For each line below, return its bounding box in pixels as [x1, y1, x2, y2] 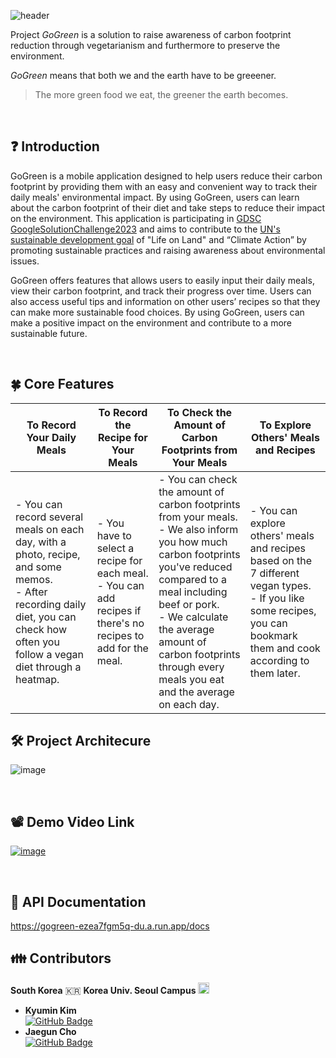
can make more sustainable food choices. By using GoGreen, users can [10, 306, 305, 318]
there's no [96, 616, 145, 630]
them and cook [249, 641, 321, 655]
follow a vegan [15, 647, 85, 661]
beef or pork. [158, 597, 220, 611]
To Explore [259, 418, 312, 432]
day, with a [15, 535, 67, 549]
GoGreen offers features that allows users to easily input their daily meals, [10, 274, 315, 286]
